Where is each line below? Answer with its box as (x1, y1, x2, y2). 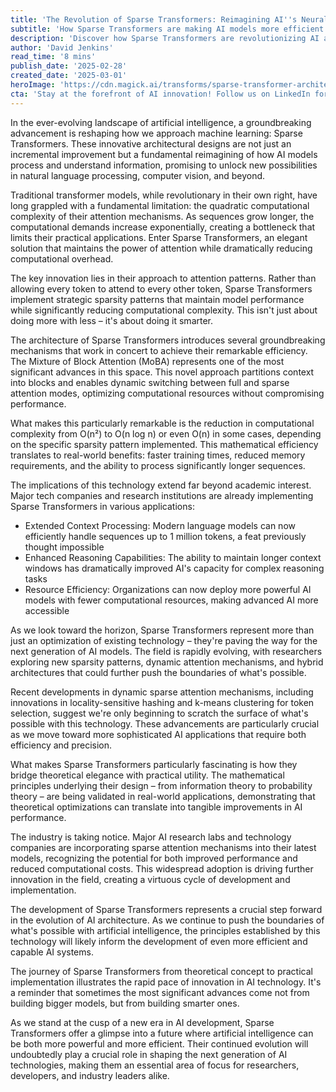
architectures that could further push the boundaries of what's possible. (10, 666, 307, 678)
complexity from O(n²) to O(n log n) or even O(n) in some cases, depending (10, 427, 322, 440)
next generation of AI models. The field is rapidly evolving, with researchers (10, 645, 323, 657)
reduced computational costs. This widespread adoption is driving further (10, 862, 314, 875)
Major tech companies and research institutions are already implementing (10, 489, 314, 501)
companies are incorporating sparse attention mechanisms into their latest (10, 841, 317, 853)
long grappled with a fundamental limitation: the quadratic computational (10, 199, 310, 211)
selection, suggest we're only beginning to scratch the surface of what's (10, 707, 309, 719)
